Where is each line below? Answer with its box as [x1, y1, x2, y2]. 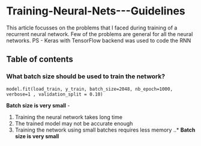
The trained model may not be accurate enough [14, 120, 133, 127]
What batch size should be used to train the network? [6, 72, 166, 81]
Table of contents [6, 54, 73, 64]
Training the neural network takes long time [14, 113, 123, 121]
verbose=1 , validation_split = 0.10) [6, 91, 103, 97]
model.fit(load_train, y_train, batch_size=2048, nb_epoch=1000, [6, 86, 173, 92]
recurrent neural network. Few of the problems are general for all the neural [6, 30, 193, 37]
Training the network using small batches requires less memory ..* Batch [14, 126, 196, 133]
